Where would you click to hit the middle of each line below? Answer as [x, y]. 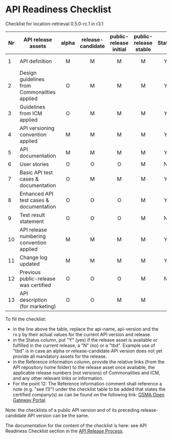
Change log [34, 257]
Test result [32, 215]
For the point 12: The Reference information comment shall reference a [87, 383]
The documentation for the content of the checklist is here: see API [76, 425]
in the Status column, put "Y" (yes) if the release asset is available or [85, 340]
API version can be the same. [58, 415]
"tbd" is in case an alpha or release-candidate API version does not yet [88, 350]
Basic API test [36, 172]
